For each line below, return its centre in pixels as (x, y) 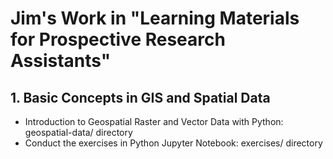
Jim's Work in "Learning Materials (155, 18)
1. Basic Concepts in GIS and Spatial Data (140, 97)
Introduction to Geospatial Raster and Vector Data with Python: (154, 121)
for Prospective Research (118, 39)
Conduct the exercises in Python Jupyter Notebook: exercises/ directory (173, 143)
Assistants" (61, 61)
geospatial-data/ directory (78, 132)
